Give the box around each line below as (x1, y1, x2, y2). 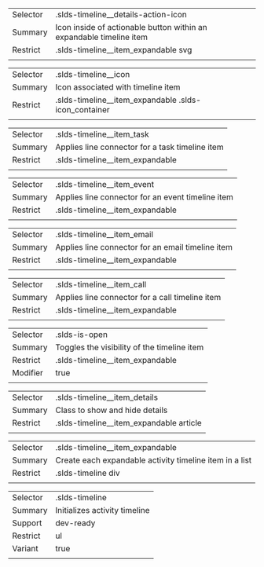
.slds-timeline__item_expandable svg (55, 45, 192, 55)
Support (12, 518, 42, 529)
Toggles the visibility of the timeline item (55, 342, 204, 353)
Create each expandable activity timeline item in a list (55, 455, 252, 466)
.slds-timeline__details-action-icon (55, 9, 187, 20)
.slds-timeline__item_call (55, 279, 147, 290)
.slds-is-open (55, 329, 108, 340)
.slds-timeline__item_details (55, 392, 159, 403)
